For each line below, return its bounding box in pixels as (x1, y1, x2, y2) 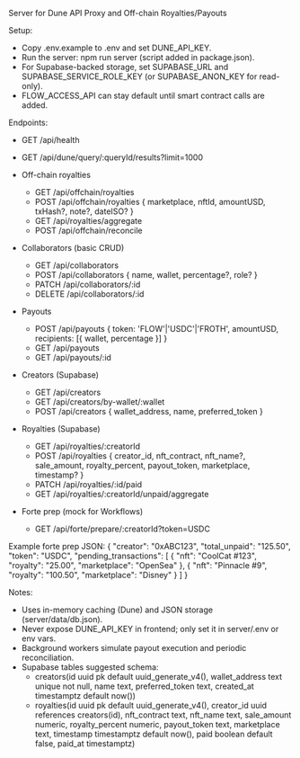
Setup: (8, 25, 33, 35)
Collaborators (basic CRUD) (21, 243, 125, 253)
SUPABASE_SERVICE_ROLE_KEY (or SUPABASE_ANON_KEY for (21, 71, 258, 82)
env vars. (21, 633, 57, 644)
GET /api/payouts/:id (34, 352, 111, 362)
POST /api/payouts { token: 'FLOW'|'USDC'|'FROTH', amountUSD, (34, 324, 279, 334)
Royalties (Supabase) (21, 424, 101, 434)
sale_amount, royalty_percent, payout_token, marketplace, (34, 460, 251, 470)
